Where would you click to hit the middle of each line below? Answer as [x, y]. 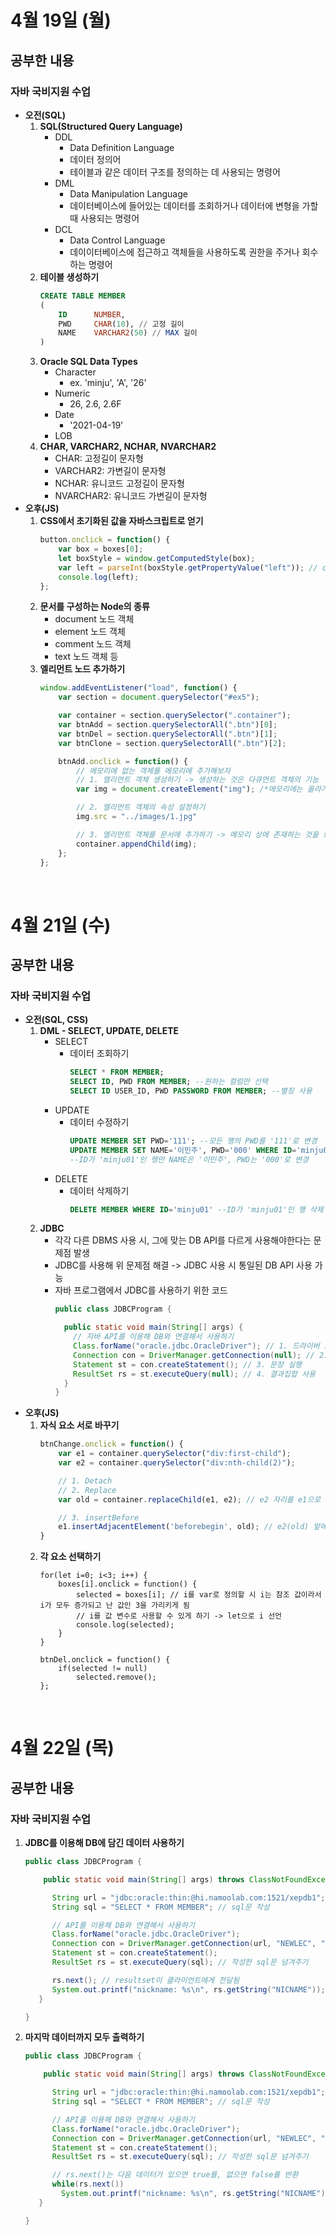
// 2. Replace [87, 1490]
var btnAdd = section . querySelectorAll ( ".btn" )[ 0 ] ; [168, 725]
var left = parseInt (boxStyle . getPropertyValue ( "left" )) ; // [188, 567]
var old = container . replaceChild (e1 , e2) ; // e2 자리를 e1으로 [190, 1499]
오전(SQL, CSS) [56, 1020]
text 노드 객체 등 [86, 657]
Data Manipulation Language [128, 193]
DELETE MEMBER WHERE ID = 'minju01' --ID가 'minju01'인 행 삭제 [196, 1209]
